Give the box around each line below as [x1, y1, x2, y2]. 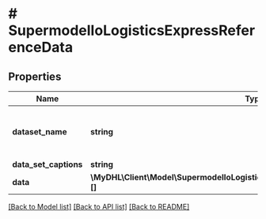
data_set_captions [12, 159, 83, 170]
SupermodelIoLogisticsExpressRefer [8, 21, 256, 40]
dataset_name [12, 126, 67, 137]
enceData [8, 39, 74, 56]
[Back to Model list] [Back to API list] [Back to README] [8, 202, 190, 211]
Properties [8, 70, 62, 83]
